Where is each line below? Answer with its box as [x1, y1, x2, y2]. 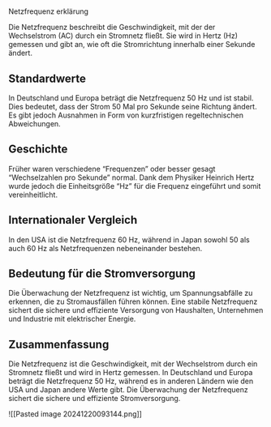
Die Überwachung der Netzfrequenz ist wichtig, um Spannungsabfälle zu [8, 288, 253, 298]
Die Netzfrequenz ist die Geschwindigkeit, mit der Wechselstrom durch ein [8, 359, 258, 369]
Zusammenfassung [8, 337, 110, 351]
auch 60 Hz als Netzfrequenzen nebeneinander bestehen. [8, 243, 203, 253]
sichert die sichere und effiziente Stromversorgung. [8, 394, 181, 404]
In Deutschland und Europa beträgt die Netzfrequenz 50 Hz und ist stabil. [8, 93, 254, 103]
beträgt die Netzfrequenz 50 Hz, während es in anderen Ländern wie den [8, 376, 254, 386]
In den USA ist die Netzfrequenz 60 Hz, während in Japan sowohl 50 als [8, 234, 250, 245]
